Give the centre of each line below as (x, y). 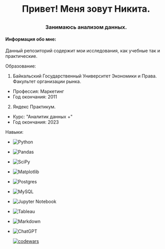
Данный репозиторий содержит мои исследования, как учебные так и (83, 50)
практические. (21, 56)
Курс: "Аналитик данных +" (43, 116)
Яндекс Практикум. (34, 107)
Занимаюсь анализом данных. (86, 27)
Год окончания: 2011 (35, 97)
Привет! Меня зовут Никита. (86, 9)
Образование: (21, 66)
